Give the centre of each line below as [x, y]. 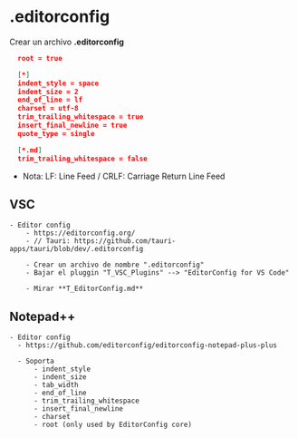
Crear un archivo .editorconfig [67, 42]
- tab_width [56, 385]
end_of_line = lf [50, 100]
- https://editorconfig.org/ [81, 233]
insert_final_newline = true [72, 126]
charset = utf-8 [48, 109]
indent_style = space [58, 83]
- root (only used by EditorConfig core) [113, 425]
